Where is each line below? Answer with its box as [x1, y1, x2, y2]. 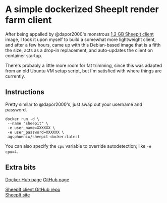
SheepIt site [5, 191, 30, 198]
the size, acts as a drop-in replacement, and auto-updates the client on [5, 47, 153, 53]
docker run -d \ [5, 116, 39, 121]
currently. [5, 73, 25, 79]
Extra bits [5, 163, 36, 172]
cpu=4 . [5, 148, 18, 154]
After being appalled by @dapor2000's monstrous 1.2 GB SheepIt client [5, 31, 154, 37]
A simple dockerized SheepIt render [5, 4, 159, 15]
